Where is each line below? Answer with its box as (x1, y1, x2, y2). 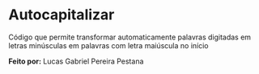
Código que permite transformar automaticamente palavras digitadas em (8, 32, 252, 42)
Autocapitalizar (8, 6, 115, 24)
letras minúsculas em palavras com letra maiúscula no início (8, 40, 209, 50)
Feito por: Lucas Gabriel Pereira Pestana (8, 56, 144, 66)
